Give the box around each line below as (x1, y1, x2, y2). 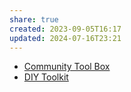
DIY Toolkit (23, 71, 69, 83)
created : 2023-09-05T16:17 (9, 24, 122, 34)
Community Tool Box (23, 61, 111, 73)
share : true (9, 14, 59, 25)
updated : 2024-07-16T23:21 (9, 33, 122, 43)
